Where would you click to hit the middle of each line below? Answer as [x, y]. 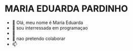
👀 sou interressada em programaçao [50, 27]
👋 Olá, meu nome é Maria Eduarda [48, 22]
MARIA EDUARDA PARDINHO [66, 9]
